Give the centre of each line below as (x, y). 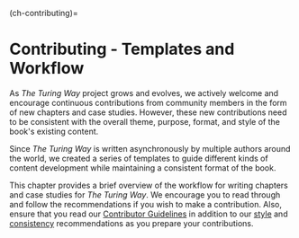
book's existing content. (54, 131)
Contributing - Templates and (122, 49)
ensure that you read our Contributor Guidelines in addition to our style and (149, 214)
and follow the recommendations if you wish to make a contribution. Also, (145, 204)
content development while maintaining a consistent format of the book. (143, 167)
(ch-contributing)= (44, 13)
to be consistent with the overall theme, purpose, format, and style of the (145, 121)
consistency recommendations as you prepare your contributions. (131, 223)
